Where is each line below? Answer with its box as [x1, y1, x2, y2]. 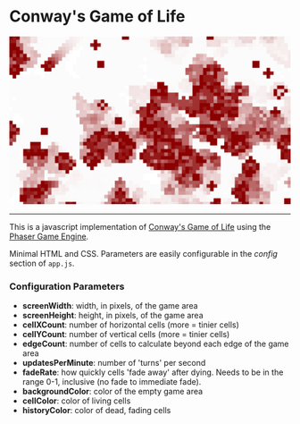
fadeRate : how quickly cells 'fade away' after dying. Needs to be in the [21, 367, 284, 377]
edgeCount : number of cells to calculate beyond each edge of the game [21, 338, 289, 350]
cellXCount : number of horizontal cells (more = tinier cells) [21, 319, 239, 330]
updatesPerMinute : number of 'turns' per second [21, 358, 206, 369]
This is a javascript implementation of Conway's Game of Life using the [9, 222, 271, 233]
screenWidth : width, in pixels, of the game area [21, 301, 198, 311]
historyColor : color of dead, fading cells [21, 405, 171, 416]
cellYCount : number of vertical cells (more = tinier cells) [21, 329, 230, 340]
